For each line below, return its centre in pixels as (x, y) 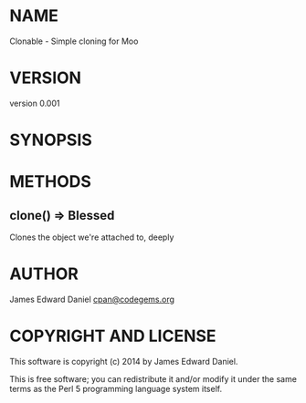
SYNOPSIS (51, 140)
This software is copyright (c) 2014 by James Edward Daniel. (124, 361)
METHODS (50, 182)
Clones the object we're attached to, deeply (92, 237)
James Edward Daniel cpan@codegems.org (92, 299)
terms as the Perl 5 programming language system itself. (116, 388)
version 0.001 (35, 103)
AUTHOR (44, 274)
